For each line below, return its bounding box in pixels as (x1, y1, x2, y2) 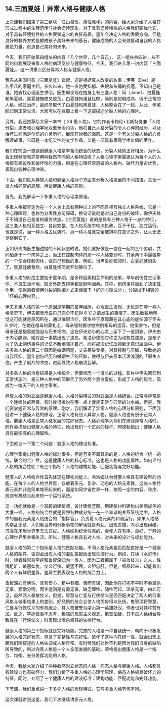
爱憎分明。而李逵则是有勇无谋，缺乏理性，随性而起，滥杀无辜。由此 (18, 586, 157, 592)
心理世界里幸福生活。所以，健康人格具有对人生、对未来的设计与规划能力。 (5, 534, 157, 540)
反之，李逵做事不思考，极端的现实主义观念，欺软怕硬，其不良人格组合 (13, 611, 157, 617)
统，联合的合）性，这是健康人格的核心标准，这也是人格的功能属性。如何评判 (5, 457, 161, 463)
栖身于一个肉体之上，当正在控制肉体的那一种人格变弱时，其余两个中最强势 (9, 252, 161, 258)
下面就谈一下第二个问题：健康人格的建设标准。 (5, 440, 100, 446)
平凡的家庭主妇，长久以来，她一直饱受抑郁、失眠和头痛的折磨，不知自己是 (9, 83, 161, 89)
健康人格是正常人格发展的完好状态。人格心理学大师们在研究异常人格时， (13, 418, 161, 424)
